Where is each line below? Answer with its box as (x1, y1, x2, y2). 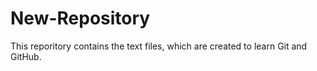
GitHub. (10, 50, 42, 62)
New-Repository (10, 7, 151, 30)
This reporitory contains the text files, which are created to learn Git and (10, 40, 308, 52)
